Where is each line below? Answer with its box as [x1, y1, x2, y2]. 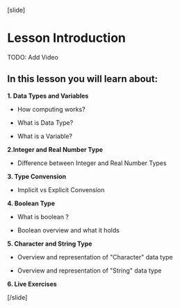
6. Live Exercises [7, 280, 57, 288]
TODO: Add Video [7, 53, 59, 61]
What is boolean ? [17, 212, 69, 221]
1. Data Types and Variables [7, 92, 89, 100]
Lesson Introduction [7, 31, 126, 46]
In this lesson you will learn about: [7, 73, 158, 85]
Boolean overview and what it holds [17, 225, 120, 234]
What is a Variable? [17, 132, 73, 140]
